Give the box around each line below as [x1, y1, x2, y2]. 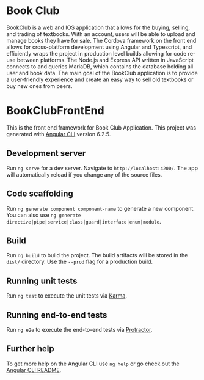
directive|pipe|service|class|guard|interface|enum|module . [6, 217, 161, 225]
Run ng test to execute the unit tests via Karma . [6, 292, 127, 299]
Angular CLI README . [6, 366, 62, 373]
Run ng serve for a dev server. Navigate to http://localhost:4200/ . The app [6, 164, 199, 172]
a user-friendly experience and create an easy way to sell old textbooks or [6, 76, 194, 83]
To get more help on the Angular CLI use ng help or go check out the [6, 360, 180, 367]
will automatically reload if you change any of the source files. [6, 170, 162, 178]
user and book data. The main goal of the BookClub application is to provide [6, 69, 199, 76]
